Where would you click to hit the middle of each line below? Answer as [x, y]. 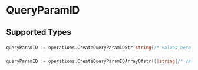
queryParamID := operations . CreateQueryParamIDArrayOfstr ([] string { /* [95, 61]
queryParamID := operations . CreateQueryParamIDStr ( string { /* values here [99, 48]
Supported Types [39, 32]
